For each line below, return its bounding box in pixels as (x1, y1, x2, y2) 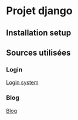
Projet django (6, 4, 73, 18)
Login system (6, 79, 39, 86)
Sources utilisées (6, 47, 71, 57)
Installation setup (6, 28, 72, 38)
